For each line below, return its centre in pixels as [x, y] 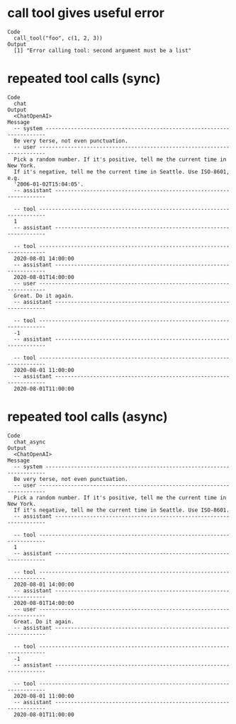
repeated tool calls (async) [88, 417]
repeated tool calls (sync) [84, 79]
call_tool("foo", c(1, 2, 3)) [58, 38]
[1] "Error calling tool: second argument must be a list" [103, 50]
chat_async [30, 442]
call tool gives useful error [86, 13]
